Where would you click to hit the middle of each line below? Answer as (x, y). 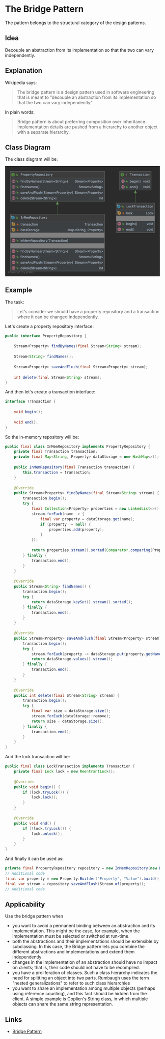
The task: (15, 302)
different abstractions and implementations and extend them (73, 952)
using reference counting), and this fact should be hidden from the (80, 994)
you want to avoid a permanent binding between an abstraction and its (84, 926)
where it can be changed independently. (58, 317)
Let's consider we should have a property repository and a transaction (88, 311)
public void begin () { (37, 787)
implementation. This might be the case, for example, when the (76, 931)
